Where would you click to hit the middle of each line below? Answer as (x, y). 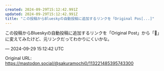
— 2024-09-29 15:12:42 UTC (34, 49)
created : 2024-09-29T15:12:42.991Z (41, 9)
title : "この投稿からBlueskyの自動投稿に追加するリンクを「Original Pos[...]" (80, 18)
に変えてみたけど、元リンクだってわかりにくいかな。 (58, 39)
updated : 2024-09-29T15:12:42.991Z (41, 14)
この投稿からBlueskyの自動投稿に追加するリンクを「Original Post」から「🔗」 (82, 33)
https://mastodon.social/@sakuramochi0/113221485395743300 (69, 63)
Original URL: (18, 58)
